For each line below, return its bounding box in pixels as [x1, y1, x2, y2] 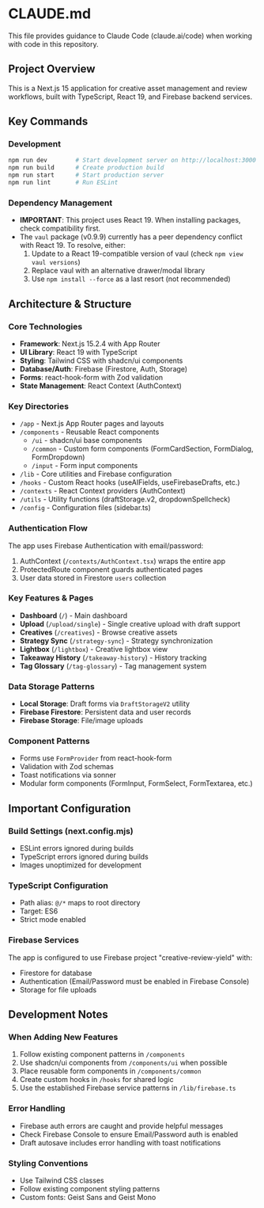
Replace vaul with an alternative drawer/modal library [31, 266, 206, 276]
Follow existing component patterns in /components [19, 1050, 186, 1059]
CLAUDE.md [8, 5, 92, 23]
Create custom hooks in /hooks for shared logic [19, 1075, 174, 1084]
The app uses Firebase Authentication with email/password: [8, 540, 204, 551]
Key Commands [8, 115, 89, 128]
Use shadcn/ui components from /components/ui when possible [19, 1058, 228, 1068]
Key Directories [8, 401, 70, 412]
